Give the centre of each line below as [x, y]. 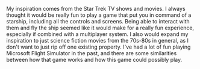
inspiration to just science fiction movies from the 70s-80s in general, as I [97, 40]
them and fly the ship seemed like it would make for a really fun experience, [100, 28]
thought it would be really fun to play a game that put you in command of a [99, 15]
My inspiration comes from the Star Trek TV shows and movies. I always [96, 9]
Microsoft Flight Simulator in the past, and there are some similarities [92, 53]
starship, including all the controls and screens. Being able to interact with [98, 21]
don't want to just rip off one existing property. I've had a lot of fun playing [98, 47]
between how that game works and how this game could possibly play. [94, 60]
